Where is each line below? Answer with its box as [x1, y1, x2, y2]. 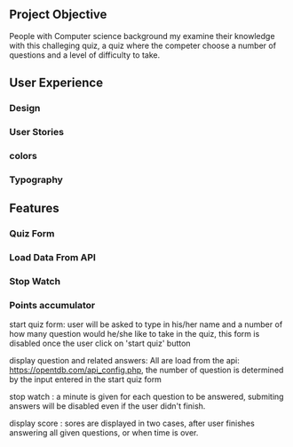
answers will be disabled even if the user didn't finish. [9, 401, 206, 411]
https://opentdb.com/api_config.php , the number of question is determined [9, 364, 284, 376]
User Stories [9, 126, 65, 139]
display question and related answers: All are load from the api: [9, 355, 240, 366]
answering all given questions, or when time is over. [9, 427, 199, 438]
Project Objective [9, 7, 107, 22]
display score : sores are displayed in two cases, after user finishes [9, 418, 255, 429]
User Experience [9, 76, 104, 91]
